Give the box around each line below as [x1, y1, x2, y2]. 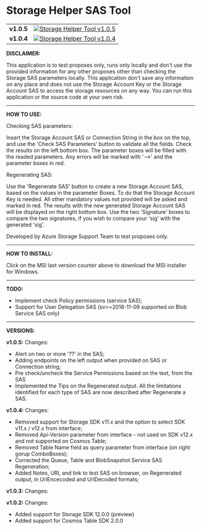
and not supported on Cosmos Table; [14, 437, 107, 445]
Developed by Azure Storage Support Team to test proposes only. [6, 233, 169, 240]
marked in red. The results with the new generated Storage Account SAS [6, 202, 185, 209]
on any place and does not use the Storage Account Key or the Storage [6, 81, 182, 88]
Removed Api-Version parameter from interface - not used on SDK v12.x [14, 431, 193, 438]
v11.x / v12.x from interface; [14, 424, 83, 431]
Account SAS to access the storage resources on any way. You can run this [6, 87, 193, 94]
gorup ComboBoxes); [14, 450, 68, 457]
